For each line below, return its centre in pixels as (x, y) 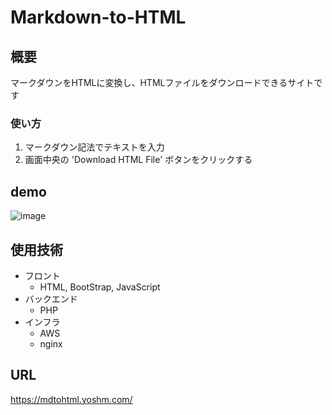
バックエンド (51, 298)
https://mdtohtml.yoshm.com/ (71, 399)
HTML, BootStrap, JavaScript (100, 287)
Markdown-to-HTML (98, 17)
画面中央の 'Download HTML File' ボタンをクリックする (138, 160)
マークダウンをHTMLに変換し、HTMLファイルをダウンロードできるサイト (162, 82)
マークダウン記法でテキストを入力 (94, 147)
